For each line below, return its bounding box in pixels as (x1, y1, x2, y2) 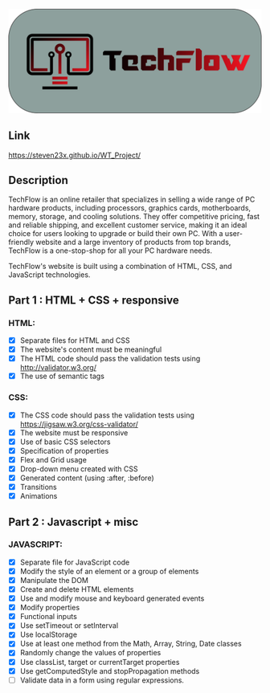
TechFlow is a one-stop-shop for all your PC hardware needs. (8, 246, 213, 255)
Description (8, 173, 68, 187)
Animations (19, 491, 58, 501)
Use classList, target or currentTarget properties (19, 657, 180, 667)
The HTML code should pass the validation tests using (19, 354, 201, 364)
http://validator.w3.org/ (19, 363, 96, 373)
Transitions (19, 483, 58, 491)
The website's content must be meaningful (19, 344, 162, 354)
